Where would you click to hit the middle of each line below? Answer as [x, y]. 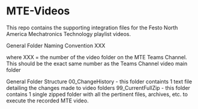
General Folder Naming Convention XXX [56, 46]
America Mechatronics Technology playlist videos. [69, 34]
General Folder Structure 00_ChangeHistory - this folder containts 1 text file [99, 81]
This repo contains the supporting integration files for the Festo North [92, 28]
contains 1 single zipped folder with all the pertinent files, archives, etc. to [97, 94]
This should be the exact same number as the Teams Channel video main [97, 63]
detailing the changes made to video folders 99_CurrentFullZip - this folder [98, 87]
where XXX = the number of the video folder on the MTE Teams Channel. [97, 57]
